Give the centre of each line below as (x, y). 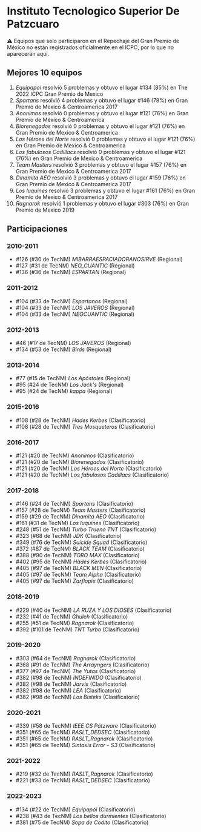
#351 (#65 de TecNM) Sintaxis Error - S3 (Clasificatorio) (86, 745)
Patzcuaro (33, 24)
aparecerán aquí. (28, 53)
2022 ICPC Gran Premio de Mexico (59, 94)
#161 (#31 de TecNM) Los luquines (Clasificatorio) (77, 523)
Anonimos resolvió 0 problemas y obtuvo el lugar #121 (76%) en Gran (102, 113)
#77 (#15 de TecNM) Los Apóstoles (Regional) (73, 378)
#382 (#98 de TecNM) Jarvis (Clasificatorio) (71, 684)
